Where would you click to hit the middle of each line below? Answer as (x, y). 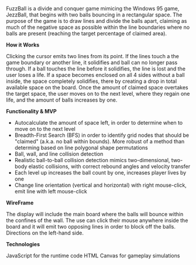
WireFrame (20, 203)
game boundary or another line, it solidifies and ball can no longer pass (92, 62)
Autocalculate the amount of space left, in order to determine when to (99, 123)
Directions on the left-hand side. (45, 233)
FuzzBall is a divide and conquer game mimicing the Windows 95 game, (93, 9)
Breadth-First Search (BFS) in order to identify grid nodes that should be (102, 135)
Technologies (23, 244)
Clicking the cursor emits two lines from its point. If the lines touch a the (93, 56)
